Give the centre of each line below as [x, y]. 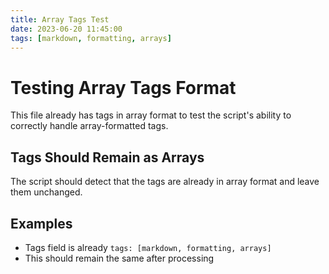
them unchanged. [46, 192]
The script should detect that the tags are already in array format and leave [165, 182]
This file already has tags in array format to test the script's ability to [151, 115]
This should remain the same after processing [119, 258]
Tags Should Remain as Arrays [107, 157]
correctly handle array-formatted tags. [89, 126]
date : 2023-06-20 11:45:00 [66, 29]
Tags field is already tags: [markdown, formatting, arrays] [148, 247]
